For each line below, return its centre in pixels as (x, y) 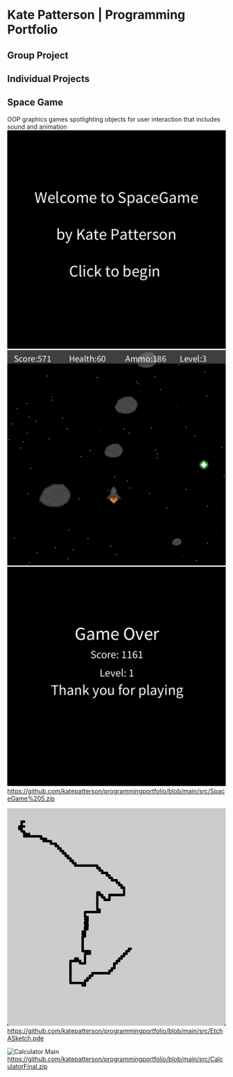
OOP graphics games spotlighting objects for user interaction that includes (114, 119)
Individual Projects (49, 79)
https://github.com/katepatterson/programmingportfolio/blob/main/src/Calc (115, 1059)
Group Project (38, 55)
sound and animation (37, 126)
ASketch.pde (26, 1038)
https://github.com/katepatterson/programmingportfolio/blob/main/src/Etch (115, 1030)
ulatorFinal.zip (27, 1066)
